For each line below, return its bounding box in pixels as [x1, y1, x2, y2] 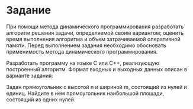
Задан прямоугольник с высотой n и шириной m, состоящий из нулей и [6, 83, 188, 90]
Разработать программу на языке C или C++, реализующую [6, 60, 160, 67]
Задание [6, 4, 52, 17]
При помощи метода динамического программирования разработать [6, 23, 184, 30]
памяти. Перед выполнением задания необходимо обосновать [6, 42, 167, 49]
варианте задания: [6, 72, 53, 79]
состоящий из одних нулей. [6, 95, 76, 103]
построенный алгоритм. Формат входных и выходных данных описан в [6, 65, 188, 72]
